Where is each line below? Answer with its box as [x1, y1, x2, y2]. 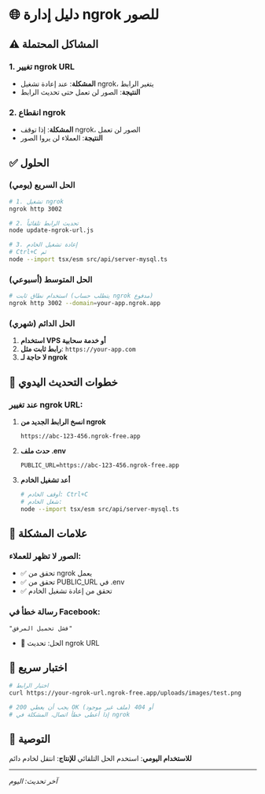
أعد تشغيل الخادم [20, 475, 71, 485]
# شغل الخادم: [20, 498, 63, 505]
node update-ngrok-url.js [9, 226, 94, 234]
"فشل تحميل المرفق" [9, 624, 73, 632]
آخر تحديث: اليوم [9, 776, 58, 785]
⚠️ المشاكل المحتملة [9, 37, 99, 50]
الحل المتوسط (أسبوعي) [9, 274, 93, 285]
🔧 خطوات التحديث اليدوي [9, 375, 119, 389]
